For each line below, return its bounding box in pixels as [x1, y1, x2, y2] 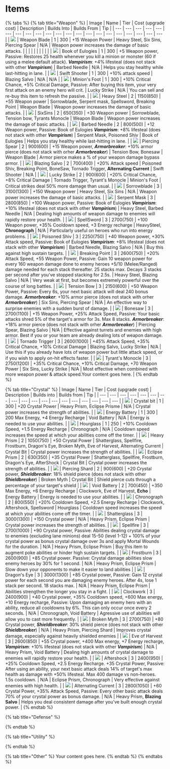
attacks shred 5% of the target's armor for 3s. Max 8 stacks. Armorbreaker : [5, 316, 164, 322]
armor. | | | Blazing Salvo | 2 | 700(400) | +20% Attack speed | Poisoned [5, 160, 162, 166]
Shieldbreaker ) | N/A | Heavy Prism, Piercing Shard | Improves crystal [5, 627, 151, 633]
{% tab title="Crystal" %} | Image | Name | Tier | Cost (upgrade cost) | [5, 386, 152, 392]
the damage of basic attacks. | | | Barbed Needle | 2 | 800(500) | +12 [5, 121, 155, 127]
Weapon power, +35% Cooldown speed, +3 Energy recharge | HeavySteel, [5, 222, 162, 228]
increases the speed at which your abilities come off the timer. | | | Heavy [5, 432, 164, 438]
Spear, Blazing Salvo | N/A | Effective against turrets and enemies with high [5, 326, 162, 333]
